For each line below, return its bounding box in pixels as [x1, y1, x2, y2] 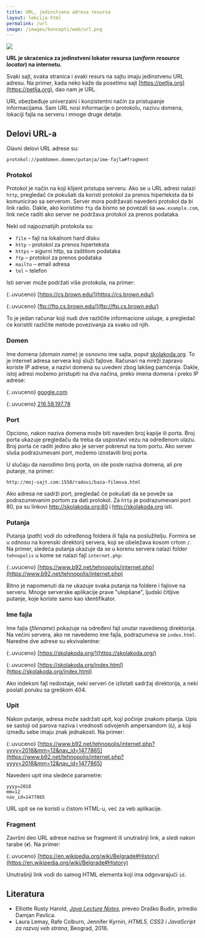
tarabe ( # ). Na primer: [6, 841, 61, 848]
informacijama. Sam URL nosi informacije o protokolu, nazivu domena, [6, 104, 184, 112]
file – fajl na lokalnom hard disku [15, 234, 100, 242]
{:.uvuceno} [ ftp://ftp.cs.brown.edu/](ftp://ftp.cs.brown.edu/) [6, 303, 159, 310]
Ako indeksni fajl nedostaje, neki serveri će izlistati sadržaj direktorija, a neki [6, 679, 198, 687]
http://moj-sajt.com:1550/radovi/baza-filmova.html [6, 479, 141, 485]
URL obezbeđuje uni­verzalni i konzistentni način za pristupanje [6, 97, 165, 105]
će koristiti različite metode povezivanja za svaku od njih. [6, 321, 150, 329]
